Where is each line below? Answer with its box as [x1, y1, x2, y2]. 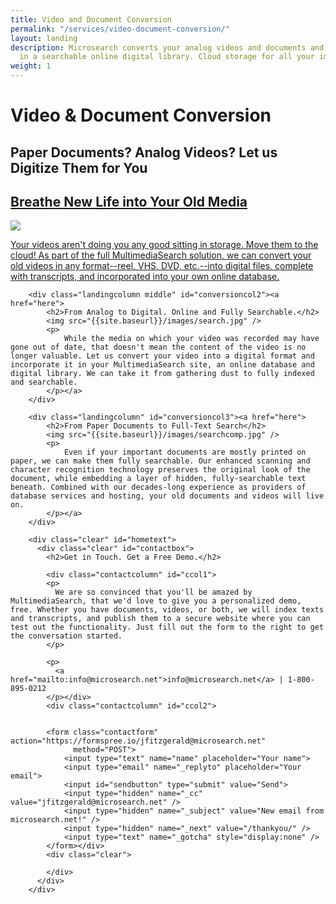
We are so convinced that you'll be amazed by [54, 587, 253, 598]
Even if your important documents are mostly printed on [63, 447, 307, 458]
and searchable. [10, 377, 78, 388]
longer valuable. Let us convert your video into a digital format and [10, 351, 315, 361]
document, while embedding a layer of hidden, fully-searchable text [10, 474, 307, 484]
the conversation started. [10, 631, 123, 641]
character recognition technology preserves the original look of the [10, 465, 311, 475]
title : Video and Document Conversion [10, 14, 172, 25]
